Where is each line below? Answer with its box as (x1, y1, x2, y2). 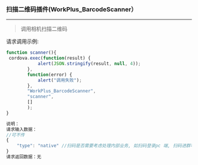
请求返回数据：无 (6, 154, 42, 160)
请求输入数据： (6, 126, 37, 132)
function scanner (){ (6, 50, 57, 56)
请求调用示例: (6, 38, 39, 45)
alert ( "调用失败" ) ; (37, 77, 82, 83)
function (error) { (27, 72, 72, 77)
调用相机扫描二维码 (20, 25, 68, 33)
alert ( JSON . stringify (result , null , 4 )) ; (37, 61, 141, 67)
